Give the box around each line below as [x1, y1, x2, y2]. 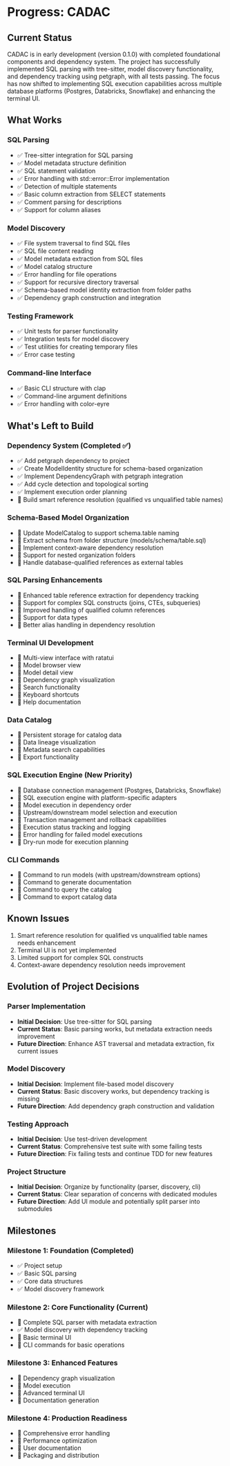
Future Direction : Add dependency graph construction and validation [17, 1101, 215, 1110]
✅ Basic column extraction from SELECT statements [17, 190, 166, 198]
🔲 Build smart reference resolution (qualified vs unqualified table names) [17, 496, 223, 504]
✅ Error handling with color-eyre [17, 399, 110, 408]
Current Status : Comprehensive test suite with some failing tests [17, 1142, 202, 1151]
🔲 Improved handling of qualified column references [17, 606, 166, 614]
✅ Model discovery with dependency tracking [17, 1325, 148, 1334]
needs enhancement [17, 939, 76, 947]
